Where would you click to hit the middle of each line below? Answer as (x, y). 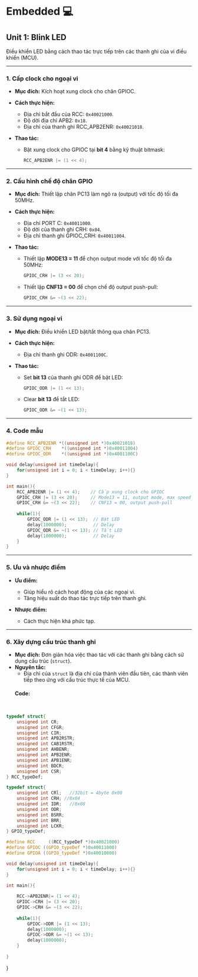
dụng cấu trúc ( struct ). (43, 661)
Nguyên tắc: (30, 667)
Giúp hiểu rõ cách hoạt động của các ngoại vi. (79, 592)
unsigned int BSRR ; (41, 815)
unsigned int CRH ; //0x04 (49, 799)
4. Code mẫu (25, 431)
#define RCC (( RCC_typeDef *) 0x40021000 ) (63, 842)
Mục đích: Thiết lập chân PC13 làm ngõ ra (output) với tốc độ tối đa (96, 194)
